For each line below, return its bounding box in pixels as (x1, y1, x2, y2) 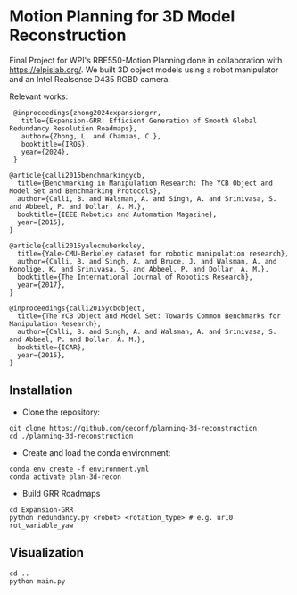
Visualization (9, 545, 85, 560)
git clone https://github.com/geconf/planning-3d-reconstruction (9, 423, 257, 432)
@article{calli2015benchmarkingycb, (9, 171, 145, 180)
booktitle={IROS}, (21, 139, 90, 148)
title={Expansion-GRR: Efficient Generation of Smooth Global (21, 116, 257, 125)
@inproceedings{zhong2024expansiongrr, (12, 108, 162, 117)
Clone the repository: (21, 406, 101, 417)
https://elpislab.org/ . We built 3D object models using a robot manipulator (9, 64, 279, 75)
